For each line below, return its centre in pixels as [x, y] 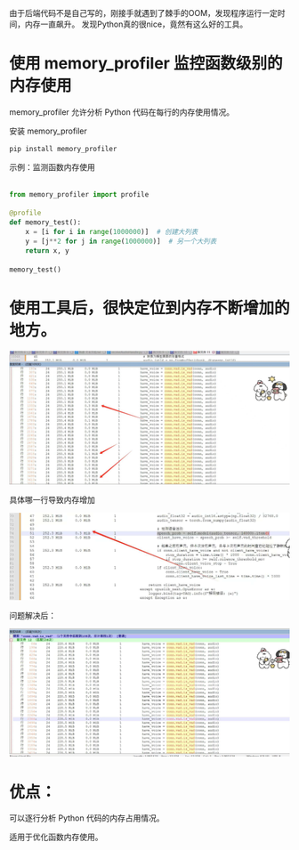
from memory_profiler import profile [79, 194]
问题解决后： [32, 615]
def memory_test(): [45, 223]
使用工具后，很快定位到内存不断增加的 [150, 308]
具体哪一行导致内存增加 [52, 499]
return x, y [47, 251]
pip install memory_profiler [63, 149]
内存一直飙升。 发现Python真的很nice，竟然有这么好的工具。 [136, 24]
